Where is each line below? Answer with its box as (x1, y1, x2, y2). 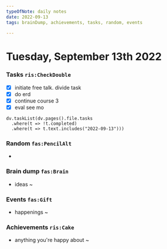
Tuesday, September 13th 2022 (6, 50, 162, 63)
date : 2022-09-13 (6, 14, 49, 20)
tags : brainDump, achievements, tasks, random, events (6, 19, 143, 25)
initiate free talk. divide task (14, 84, 81, 91)
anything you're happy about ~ (14, 237, 90, 244)
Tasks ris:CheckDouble (6, 71, 71, 79)
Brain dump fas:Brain (6, 168, 69, 176)
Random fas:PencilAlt (6, 139, 72, 148)
